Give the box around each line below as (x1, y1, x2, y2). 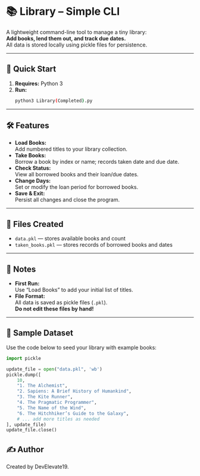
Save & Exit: (14, 190, 45, 197)
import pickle (6, 355, 42, 361)
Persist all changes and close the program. (14, 196, 120, 203)
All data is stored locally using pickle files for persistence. (6, 41, 148, 48)
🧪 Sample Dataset (6, 328, 73, 338)
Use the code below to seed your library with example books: (6, 344, 157, 351)
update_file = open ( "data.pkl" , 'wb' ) (6, 366, 102, 372)
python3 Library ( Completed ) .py (14, 98, 93, 104)
